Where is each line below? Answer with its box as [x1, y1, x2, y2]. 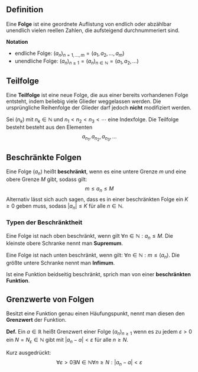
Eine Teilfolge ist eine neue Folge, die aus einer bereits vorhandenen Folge [6, 92, 189, 99]
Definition [6, 5, 43, 15]
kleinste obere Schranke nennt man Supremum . [6, 240, 123, 247]
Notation [6, 38, 28, 45]
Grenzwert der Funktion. [6, 316, 67, 324]
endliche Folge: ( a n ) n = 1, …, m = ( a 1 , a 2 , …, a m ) [14, 50, 125, 58]
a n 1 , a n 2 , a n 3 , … [82, 133, 117, 143]
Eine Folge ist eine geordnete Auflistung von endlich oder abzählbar [6, 20, 172, 27]
